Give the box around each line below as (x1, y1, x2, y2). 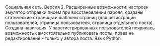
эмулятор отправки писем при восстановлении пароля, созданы (5, 9, 144, 15)
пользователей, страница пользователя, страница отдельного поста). (5, 20, 154, 25)
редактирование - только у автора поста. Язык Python (5, 35, 121, 41)
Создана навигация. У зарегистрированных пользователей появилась (5, 25, 155, 31)
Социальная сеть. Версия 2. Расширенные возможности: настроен (5, 4, 149, 10)
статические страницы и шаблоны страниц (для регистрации (5, 15, 136, 20)
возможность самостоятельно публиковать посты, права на (5, 30, 134, 36)
